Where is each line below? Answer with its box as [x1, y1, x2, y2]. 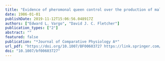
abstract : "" [5, 30, 32, 35]
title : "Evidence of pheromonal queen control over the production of [5, 7, 153, 12]
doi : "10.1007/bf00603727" [5, 48, 60, 53]
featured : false [5, 35, 38, 40]
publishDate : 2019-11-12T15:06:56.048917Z [5, 16, 93, 21]
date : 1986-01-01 [5, 12, 41, 17]
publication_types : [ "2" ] [5, 26, 58, 30]
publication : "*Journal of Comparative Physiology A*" [5, 39, 120, 44]
